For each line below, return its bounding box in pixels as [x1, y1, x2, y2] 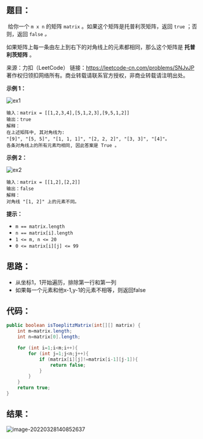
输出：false [6, 186, 34, 192]
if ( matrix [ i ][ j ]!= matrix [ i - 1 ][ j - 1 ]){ [39, 356, 138, 362]
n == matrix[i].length [15, 230, 73, 236]
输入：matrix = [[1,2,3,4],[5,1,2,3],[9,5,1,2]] [6, 110, 130, 116]
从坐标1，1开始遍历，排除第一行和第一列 [15, 279, 117, 286]
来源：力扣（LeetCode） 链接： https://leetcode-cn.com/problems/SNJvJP [6, 64, 194, 71]
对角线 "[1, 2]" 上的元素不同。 [6, 198, 79, 204]
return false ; [50, 362, 86, 368]
